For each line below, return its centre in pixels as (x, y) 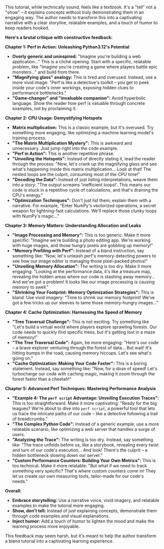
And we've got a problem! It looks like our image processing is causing (83, 282)
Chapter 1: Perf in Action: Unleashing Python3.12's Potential (67, 47)
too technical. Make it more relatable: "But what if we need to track (80, 466)
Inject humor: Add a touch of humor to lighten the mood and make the (83, 521)
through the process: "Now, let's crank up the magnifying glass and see (84, 164)
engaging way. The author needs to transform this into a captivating (73, 17)
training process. (29, 138)
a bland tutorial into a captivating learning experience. (59, 541)
